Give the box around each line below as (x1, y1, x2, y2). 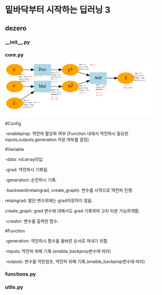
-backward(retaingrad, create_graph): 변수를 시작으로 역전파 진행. (5, 187, 133, 193)
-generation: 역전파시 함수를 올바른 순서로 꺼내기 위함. (5, 238, 109, 244)
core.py (5, 51, 24, 58)
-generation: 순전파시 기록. (5, 177, 57, 182)
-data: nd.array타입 (5, 156, 43, 162)
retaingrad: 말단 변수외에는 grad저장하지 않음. (5, 197, 93, 203)
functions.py (5, 271, 36, 278)
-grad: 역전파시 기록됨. (5, 166, 49, 172)
